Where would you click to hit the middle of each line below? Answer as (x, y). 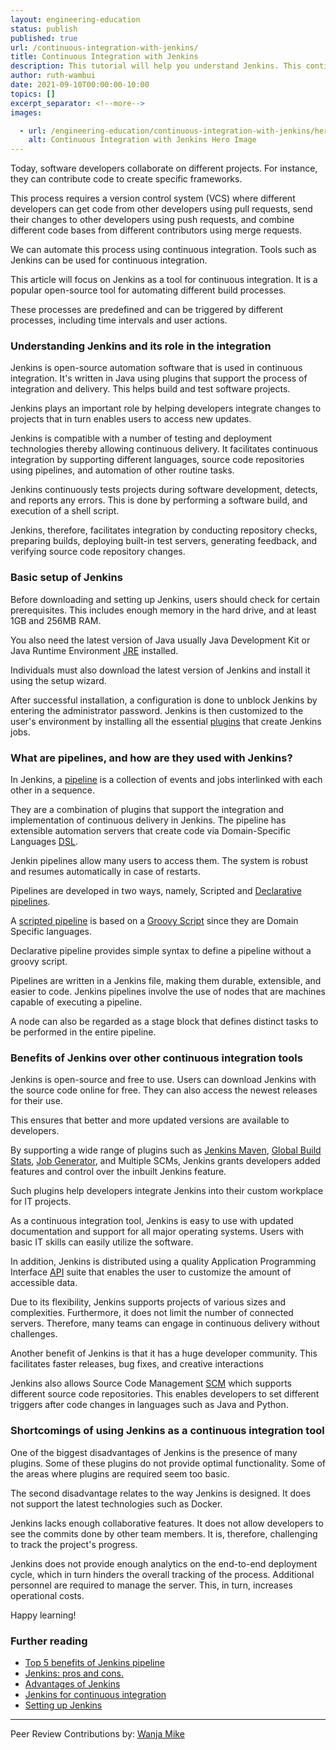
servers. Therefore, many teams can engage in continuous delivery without (165, 1323)
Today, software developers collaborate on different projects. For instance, (164, 168)
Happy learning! (43, 1615)
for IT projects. (41, 1202)
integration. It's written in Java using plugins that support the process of (159, 378)
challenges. (34, 1334)
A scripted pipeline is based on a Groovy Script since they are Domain (154, 921)
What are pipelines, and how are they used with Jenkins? (151, 758)
